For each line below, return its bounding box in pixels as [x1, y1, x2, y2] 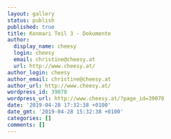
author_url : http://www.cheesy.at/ [7, 82, 111, 89]
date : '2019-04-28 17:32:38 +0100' [7, 102, 111, 109]
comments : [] [7, 121, 46, 128]
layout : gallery [7, 10, 55, 18]
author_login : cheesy [7, 69, 71, 76]
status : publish [7, 17, 55, 24]
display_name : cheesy [13, 43, 77, 50]
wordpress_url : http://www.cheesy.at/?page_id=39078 [7, 95, 165, 102]
